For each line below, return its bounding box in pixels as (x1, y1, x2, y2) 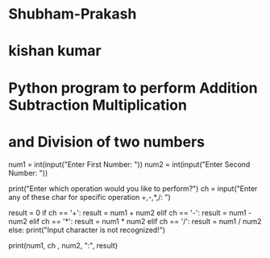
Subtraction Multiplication (8, 96, 188, 114)
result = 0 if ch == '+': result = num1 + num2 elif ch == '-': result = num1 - (8, 207, 252, 218)
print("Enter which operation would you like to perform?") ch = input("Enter (8, 183, 258, 193)
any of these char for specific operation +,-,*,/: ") (8, 192, 171, 202)
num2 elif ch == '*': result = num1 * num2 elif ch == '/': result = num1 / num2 (8, 216, 262, 226)
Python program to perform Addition (8, 78, 258, 97)
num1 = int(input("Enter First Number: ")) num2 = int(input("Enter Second (8, 159, 251, 169)
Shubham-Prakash (8, 5, 137, 23)
